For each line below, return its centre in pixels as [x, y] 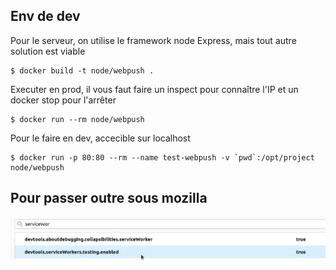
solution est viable [48, 51]
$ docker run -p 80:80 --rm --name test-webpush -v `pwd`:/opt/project [162, 157]
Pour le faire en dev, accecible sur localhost [100, 138]
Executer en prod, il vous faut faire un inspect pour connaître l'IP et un [154, 89]
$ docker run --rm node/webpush [77, 119]
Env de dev [45, 16]
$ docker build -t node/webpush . [82, 70]
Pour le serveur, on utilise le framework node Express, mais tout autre [153, 40]
